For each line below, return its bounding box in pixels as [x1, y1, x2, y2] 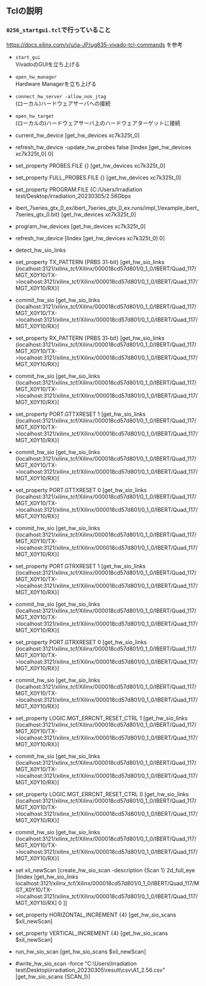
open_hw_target [15, 113, 55, 119]
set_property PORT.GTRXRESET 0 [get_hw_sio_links [15, 638, 147, 646]
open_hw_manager [15, 74, 57, 80]
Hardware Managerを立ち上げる [15, 80, 97, 87]
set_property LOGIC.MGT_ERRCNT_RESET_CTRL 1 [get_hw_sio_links [15, 714, 188, 722]
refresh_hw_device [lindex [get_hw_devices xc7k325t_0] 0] [15, 234, 166, 241]
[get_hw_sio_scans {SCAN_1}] [15, 972, 91, 980]
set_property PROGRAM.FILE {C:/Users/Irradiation [15, 186, 143, 193]
